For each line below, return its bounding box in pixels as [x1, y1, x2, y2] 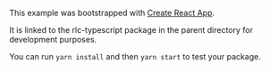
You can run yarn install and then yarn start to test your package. [9, 51, 261, 61]
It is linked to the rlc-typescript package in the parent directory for [9, 25, 253, 35]
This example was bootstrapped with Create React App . [9, 8, 215, 18]
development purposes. [9, 35, 97, 44]
